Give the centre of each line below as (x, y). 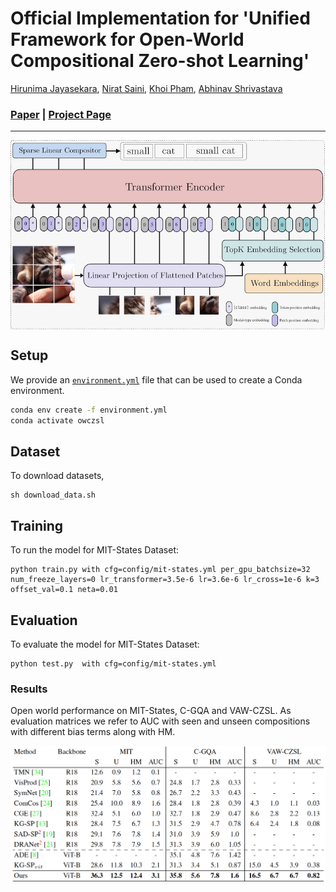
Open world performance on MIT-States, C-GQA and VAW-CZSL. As (151, 711)
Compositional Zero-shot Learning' (160, 61)
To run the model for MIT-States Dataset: (95, 550)
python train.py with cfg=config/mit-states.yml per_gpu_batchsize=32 (160, 570)
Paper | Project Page (61, 114)
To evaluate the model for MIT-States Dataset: (105, 644)
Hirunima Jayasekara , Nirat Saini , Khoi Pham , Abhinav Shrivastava (146, 88)
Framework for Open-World (127, 39)
